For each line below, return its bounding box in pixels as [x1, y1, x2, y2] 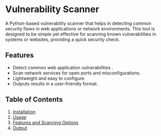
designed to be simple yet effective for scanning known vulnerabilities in [5, 31, 156, 37]
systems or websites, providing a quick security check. [5, 36, 120, 42]
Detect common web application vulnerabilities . [12, 64, 113, 70]
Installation [12, 109, 36, 115]
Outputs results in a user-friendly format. [12, 80, 98, 86]
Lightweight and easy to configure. [12, 75, 86, 81]
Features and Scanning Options [12, 119, 78, 125]
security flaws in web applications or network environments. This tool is [5, 25, 155, 31]
